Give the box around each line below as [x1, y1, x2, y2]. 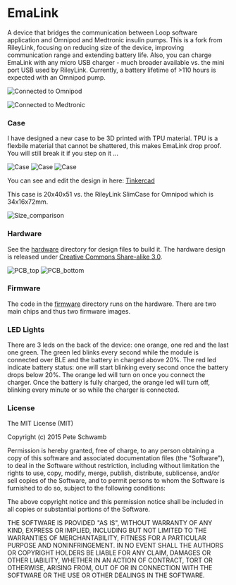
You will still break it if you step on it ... [7, 149, 118, 158]
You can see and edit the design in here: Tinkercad [7, 176, 155, 185]
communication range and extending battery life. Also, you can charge [7, 51, 212, 59]
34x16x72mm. [7, 197, 49, 206]
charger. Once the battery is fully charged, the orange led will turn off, [7, 378, 210, 387]
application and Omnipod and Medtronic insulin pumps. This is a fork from [7, 35, 223, 44]
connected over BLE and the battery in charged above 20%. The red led [7, 356, 216, 364]
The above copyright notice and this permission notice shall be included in [7, 498, 223, 506]
